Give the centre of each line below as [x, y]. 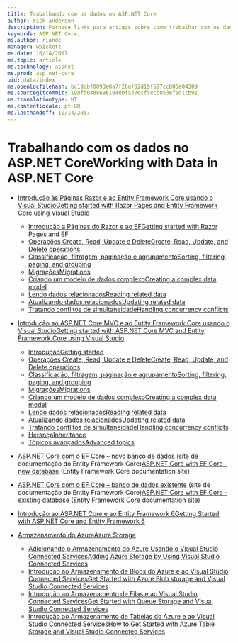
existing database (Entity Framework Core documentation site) [109, 500]
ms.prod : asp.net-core [41, 73]
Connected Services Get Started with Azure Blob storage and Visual [126, 578]
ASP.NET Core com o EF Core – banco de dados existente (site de [114, 485]
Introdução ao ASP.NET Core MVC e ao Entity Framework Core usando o [124, 323]
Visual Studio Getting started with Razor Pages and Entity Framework [118, 205]
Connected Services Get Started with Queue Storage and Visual [121, 601]
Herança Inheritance [57, 435]
